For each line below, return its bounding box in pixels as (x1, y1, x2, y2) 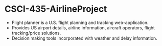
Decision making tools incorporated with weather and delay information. (11, 35, 158, 41)
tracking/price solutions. (11, 30, 61, 36)
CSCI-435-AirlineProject (4, 3, 107, 15)
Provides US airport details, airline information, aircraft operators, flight (11, 24, 155, 30)
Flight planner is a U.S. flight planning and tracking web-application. (11, 20, 149, 25)
